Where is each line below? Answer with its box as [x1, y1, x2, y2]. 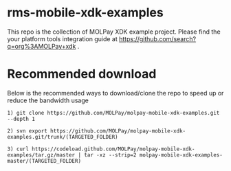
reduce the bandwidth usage [7, 96, 89, 104]
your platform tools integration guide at [7, 34, 118, 43]
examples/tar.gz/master [7, 151, 76, 159]
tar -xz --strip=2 [83, 151, 137, 159]
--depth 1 [7, 115, 36, 122]
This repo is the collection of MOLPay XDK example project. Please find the [7, 27, 221, 36]
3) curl [7, 146, 30, 152]
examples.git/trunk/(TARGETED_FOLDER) [7, 133, 118, 140]
